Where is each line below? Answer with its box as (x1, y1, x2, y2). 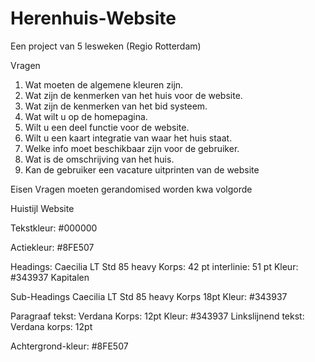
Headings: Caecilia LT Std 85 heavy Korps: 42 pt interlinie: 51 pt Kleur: (10, 260, 299, 272)
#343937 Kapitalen (10, 271, 90, 283)
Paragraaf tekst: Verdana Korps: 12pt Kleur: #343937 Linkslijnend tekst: (10, 310, 305, 322)
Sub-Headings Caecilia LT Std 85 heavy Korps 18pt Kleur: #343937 (10, 290, 288, 302)
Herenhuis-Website (10, 7, 177, 30)
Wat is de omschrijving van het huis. (24, 153, 175, 165)
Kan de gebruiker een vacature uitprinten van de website (24, 163, 260, 176)
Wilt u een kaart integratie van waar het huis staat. (24, 132, 233, 144)
